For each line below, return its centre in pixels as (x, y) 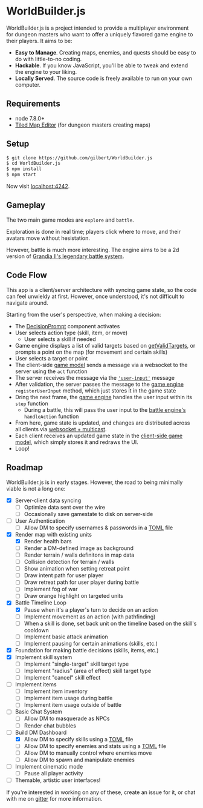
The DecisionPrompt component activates (67, 326)
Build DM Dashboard (41, 732)
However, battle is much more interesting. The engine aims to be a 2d (93, 250)
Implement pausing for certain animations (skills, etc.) (91, 643)
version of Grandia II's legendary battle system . (65, 256)
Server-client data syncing (48, 500)
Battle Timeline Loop (40, 603)
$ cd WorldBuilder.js (34, 164)
